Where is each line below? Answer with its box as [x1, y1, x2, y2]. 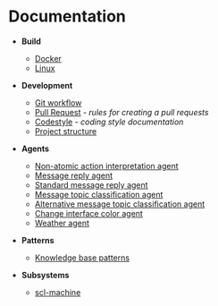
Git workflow [34, 97, 82, 108]
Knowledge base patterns [34, 252, 130, 263]
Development [21, 80, 73, 90]
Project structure [34, 125, 97, 136]
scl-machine [34, 286, 81, 297]
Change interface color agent [34, 208, 144, 218]
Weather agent [34, 217, 90, 228]
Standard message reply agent [34, 179, 148, 190]
